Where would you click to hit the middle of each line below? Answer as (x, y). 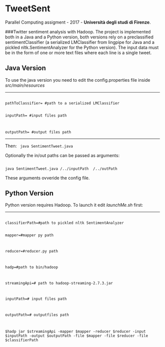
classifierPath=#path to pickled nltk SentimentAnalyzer (65, 223)
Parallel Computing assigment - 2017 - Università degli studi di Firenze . (78, 22)
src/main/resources (25, 85)
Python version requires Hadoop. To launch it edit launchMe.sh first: (74, 205)
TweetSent (28, 9)
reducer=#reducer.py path (31, 252)
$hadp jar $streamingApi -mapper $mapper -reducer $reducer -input (76, 332)
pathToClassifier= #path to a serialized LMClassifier (62, 103)
